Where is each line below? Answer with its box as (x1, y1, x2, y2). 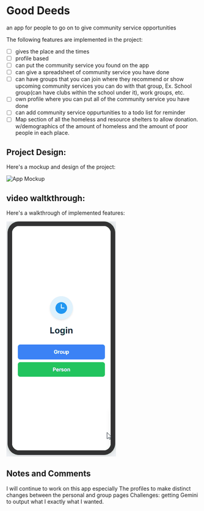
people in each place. (15, 129, 70, 137)
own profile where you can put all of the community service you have (15, 96, 190, 103)
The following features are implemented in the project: (6, 36, 143, 43)
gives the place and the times (15, 47, 90, 55)
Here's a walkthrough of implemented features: (6, 209, 125, 217)
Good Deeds (6, 4, 70, 18)
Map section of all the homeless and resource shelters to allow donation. (15, 116, 199, 123)
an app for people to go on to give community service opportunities (6, 24, 177, 31)
